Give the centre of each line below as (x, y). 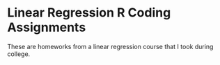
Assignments (47, 27)
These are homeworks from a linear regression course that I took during (110, 46)
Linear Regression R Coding (89, 13)
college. (19, 54)
